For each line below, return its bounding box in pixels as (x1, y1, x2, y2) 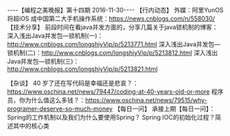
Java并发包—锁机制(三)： (7, 57, 80, 65)
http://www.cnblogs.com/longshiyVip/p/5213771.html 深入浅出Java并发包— (7, 40, 221, 48)
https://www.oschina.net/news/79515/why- (85, 96, 207, 104)
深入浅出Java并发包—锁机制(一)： (7, 31, 104, 40)
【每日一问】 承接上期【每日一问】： (114, 105, 216, 113)
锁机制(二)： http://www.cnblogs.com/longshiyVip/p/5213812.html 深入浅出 (7, 49, 218, 57)
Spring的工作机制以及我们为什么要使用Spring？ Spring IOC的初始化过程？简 (7, 113, 222, 121)
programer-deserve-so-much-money (7, 105, 113, 113)
